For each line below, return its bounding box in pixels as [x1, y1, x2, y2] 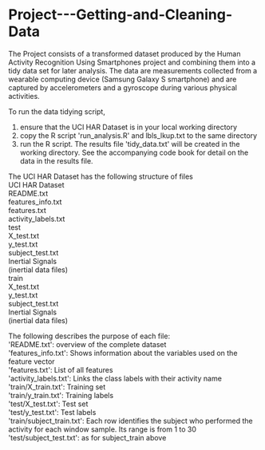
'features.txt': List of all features [8, 365, 113, 374]
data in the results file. [19, 156, 93, 165]
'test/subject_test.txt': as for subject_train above [8, 432, 167, 442]
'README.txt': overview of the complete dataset [8, 339, 167, 349]
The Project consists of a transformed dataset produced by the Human [8, 49, 241, 58]
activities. [8, 91, 40, 101]
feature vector [8, 357, 55, 366]
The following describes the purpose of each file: [8, 331, 170, 341]
